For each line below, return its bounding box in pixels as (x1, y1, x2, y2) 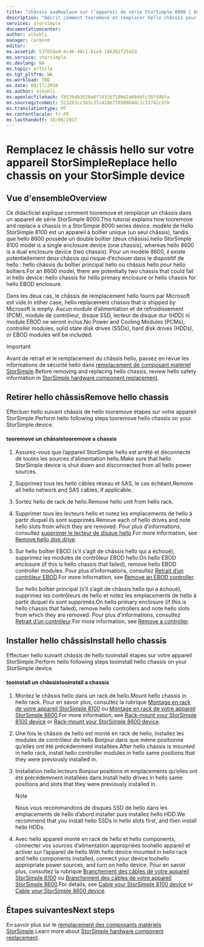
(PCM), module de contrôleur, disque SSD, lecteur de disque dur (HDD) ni (6, 312, 190, 319)
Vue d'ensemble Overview (6, 193, 107, 203)
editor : (6, 43, 26, 49)
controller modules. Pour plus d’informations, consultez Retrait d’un (15, 567, 184, 574)
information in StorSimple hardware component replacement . (6, 374, 159, 382)
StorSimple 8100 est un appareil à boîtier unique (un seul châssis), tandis (6, 229, 189, 236)
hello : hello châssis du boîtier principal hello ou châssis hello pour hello (6, 261, 186, 268)
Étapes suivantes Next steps (6, 905, 115, 915)
